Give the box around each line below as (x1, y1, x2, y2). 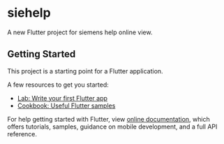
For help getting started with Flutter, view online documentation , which (7, 115, 211, 123)
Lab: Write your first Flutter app (17, 94, 108, 102)
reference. (7, 129, 37, 138)
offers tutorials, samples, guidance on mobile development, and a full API (7, 122, 218, 131)
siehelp (7, 5, 51, 21)
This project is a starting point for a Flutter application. (7, 66, 163, 75)
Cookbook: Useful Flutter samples (17, 101, 116, 110)
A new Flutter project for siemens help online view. (7, 28, 153, 36)
